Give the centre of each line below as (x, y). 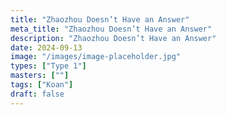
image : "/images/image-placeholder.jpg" (96, 57)
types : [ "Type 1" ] (48, 66)
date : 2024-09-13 (46, 47)
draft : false (37, 94)
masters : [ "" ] (40, 76)
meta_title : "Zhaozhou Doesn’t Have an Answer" (111, 29)
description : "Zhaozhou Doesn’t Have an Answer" (113, 38)
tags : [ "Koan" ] (42, 85)
